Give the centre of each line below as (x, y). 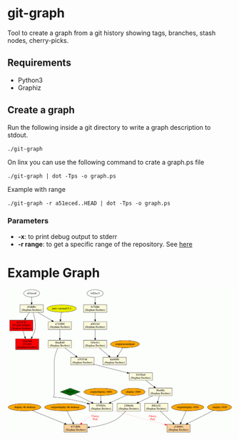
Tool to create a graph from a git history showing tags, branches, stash (112, 33)
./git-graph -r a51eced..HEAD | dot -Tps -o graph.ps (89, 203)
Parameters (28, 221)
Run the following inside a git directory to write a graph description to (109, 127)
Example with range (37, 189)
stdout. (18, 135)
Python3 (30, 80)
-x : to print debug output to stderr (67, 236)
